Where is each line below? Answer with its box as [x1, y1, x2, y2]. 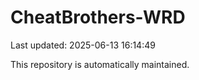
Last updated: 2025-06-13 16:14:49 [10, 39, 156, 51]
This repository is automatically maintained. [10, 58, 190, 70]
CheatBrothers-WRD [10, 6, 186, 29]
